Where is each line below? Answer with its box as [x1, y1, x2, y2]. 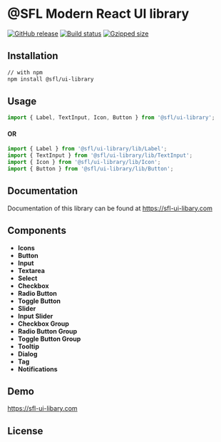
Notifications [17, 364, 58, 373]
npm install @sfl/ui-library [7, 76, 94, 83]
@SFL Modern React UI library [7, 6, 190, 22]
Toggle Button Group [17, 334, 81, 343]
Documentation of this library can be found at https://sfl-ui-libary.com [7, 204, 212, 212]
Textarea [17, 266, 45, 274]
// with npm [7, 68, 43, 76]
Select [17, 274, 38, 282]
